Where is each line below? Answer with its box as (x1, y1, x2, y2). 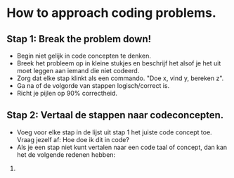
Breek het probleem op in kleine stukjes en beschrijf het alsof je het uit (16, 59, 221, 68)
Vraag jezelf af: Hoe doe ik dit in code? (16, 135, 129, 144)
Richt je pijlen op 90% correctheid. (16, 89, 117, 97)
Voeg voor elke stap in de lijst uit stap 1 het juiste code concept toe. (16, 128, 212, 136)
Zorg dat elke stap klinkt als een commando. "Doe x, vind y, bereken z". (16, 74, 224, 82)
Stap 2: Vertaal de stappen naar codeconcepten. (6, 109, 224, 121)
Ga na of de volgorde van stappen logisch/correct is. (16, 82, 170, 89)
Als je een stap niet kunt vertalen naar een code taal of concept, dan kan (16, 143, 228, 151)
